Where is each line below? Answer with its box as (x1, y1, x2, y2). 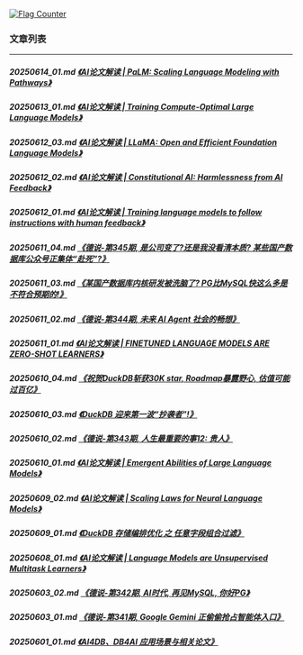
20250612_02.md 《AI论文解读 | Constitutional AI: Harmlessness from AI (9, 172, 283, 183)
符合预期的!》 (16, 289, 67, 300)
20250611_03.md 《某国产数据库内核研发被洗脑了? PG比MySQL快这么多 (9, 277, 281, 288)
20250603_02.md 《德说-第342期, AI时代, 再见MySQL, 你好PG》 (9, 587, 250, 598)
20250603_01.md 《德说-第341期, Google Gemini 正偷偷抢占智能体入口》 (9, 612, 285, 623)
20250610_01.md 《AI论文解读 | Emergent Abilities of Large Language (9, 458, 272, 469)
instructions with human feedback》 (9, 217, 146, 229)
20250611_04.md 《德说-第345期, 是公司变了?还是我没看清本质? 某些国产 (9, 241, 285, 252)
